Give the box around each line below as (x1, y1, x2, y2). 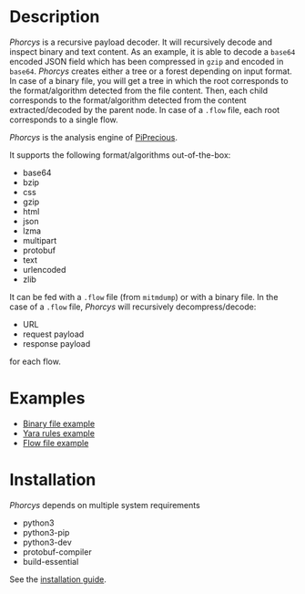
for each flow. (9, 356, 61, 367)
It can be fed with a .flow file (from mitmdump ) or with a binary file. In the (9, 291, 279, 302)
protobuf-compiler (22, 546, 93, 558)
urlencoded (22, 264, 66, 275)
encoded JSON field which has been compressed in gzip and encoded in (9, 56, 284, 67)
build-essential (22, 556, 79, 567)
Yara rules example (22, 427, 96, 439)
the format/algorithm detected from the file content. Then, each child (9, 85, 269, 96)
